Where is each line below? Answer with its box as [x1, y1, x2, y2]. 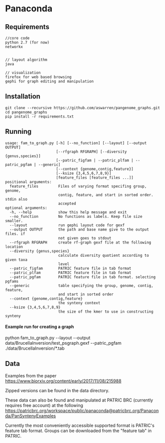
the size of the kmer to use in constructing [58, 309, 154, 314]
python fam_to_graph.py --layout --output [5, 334, 90, 341]
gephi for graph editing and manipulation [5, 79, 94, 84]
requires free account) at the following [5, 402, 83, 408]
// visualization [5, 70, 41, 75]
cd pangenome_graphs [5, 110, 48, 115]
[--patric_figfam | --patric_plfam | [56, 158, 134, 163]
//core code [5, 36, 30, 40]
